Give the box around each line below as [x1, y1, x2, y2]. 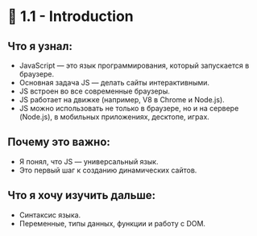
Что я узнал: [7, 39, 73, 53]
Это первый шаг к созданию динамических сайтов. [19, 165, 197, 175]
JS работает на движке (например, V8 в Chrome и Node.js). [19, 95, 225, 104]
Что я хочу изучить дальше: [7, 188, 156, 202]
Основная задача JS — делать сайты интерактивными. [19, 78, 210, 87]
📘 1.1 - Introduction [7, 7, 134, 26]
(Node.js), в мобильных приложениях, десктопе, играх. [19, 112, 210, 122]
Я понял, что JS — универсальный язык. [19, 156, 159, 166]
